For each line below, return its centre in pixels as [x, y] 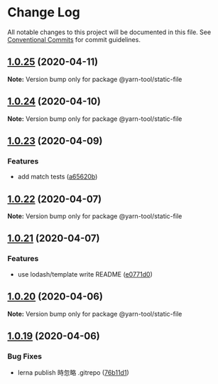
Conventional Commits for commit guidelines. [74, 39]
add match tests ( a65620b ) [58, 177]
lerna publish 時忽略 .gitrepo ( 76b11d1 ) [73, 373]
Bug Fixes [25, 356]
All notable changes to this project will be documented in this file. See [109, 32]
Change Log [44, 12]
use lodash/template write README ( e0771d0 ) [85, 274]
